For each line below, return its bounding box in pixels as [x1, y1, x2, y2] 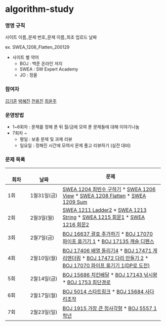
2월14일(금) [30, 275, 58, 282]
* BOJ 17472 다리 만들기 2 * [82, 255, 149, 261]
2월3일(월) [30, 214, 54, 221]
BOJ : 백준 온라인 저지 [19, 61, 63, 66]
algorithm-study [5, 3, 74, 15]
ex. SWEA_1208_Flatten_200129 [5, 44, 70, 50]
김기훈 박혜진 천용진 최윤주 [5, 98, 57, 104]
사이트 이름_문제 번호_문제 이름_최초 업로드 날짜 [5, 34, 97, 40]
